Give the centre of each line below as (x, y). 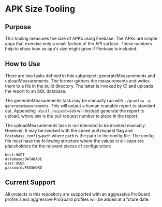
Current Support (30, 183)
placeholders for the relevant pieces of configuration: (58, 146)
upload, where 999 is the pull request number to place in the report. (72, 116)
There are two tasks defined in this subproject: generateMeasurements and (80, 76)
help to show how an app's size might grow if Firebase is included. (71, 49)
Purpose (18, 27)
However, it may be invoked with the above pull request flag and (69, 130)
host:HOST (15, 155)
